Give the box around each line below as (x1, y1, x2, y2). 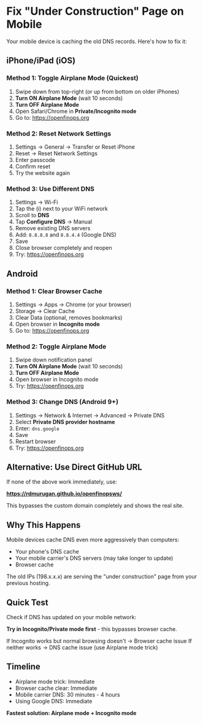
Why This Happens (6, 520, 81, 530)
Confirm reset (15, 163, 51, 170)
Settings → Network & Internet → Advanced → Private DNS (15, 411, 165, 419)
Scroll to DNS (15, 212, 50, 219)
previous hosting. (6, 579, 50, 587)
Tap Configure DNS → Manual (15, 218, 93, 225)
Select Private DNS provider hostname (15, 418, 115, 425)
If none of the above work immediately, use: (6, 478, 118, 485)
